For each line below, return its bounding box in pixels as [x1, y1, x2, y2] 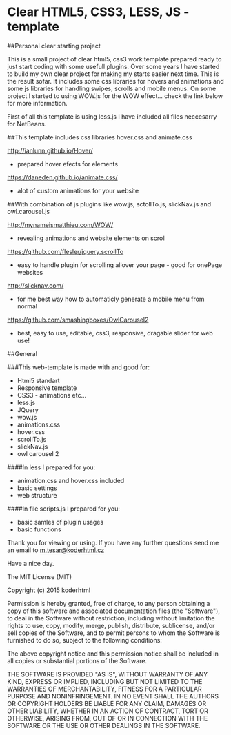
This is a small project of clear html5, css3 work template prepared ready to [7, 55, 222, 63]
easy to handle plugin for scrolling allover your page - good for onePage [17, 260, 223, 269]
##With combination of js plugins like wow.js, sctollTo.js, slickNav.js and [7, 199, 212, 208]
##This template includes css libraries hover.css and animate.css [7, 133, 192, 141]
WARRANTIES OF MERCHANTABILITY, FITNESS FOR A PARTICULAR [7, 685, 202, 693]
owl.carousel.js [7, 207, 50, 215]
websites [17, 268, 43, 276]
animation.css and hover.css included [17, 476, 125, 484]
